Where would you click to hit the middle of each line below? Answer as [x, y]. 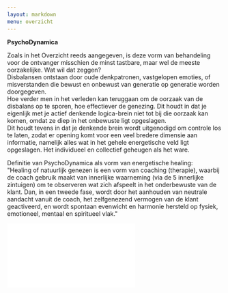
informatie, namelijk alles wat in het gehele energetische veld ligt [98, 142]
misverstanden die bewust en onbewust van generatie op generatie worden [113, 84]
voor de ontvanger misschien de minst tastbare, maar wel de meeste [104, 62]
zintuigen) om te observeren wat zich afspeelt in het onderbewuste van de [112, 184]
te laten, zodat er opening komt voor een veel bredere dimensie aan [102, 135]
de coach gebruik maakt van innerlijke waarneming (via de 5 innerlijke [105, 177]
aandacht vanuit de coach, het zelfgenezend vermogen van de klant [103, 199]
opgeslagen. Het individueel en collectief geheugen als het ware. [98, 150]
